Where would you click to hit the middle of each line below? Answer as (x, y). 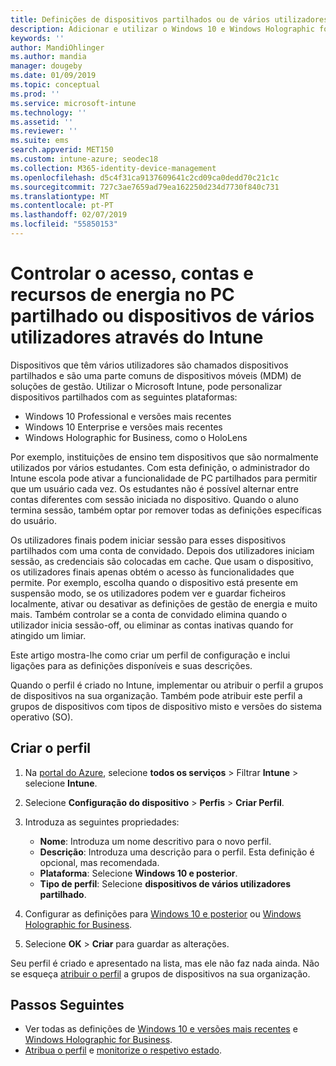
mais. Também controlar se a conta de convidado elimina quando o (149, 614)
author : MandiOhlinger (57, 47)
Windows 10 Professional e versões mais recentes (128, 416)
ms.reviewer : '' (44, 131)
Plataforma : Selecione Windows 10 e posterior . (138, 873)
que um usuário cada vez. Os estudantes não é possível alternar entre (154, 488)
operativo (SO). (42, 717)
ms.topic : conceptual (55, 85)
